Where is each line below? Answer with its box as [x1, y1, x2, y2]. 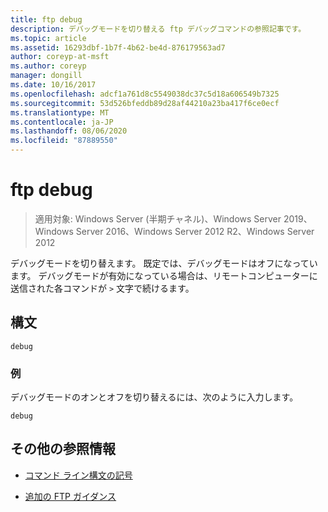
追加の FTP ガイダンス [24, 490, 117, 502]
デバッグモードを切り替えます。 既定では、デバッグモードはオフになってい [10, 257, 318, 269]
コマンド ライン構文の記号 [24, 469, 133, 481]
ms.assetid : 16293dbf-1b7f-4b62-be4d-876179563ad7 [10, 42, 226, 53]
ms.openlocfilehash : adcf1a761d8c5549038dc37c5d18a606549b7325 [10, 89, 280, 99]
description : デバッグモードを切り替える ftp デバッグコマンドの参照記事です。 [10, 24, 307, 34]
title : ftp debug [10, 14, 83, 25]
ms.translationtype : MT [10, 107, 110, 118]
